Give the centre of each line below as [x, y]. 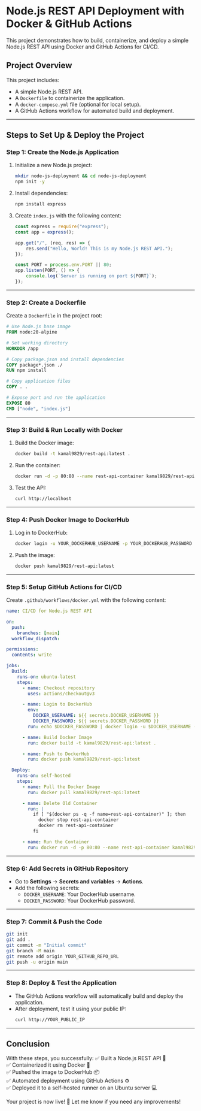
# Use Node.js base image [38, 327]
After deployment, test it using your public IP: [71, 1009]
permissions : [22, 649]
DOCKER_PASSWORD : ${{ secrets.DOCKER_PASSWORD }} [96, 721]
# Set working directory [37, 343]
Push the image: [35, 555]
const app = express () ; [45, 232]
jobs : [13, 666]
